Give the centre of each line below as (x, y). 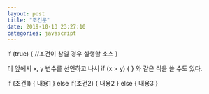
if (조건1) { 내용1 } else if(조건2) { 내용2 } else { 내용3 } (83, 84)
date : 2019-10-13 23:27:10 (46, 26)
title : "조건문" (29, 20)
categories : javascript (42, 33)
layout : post (26, 14)
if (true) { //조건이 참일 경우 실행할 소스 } (63, 54)
